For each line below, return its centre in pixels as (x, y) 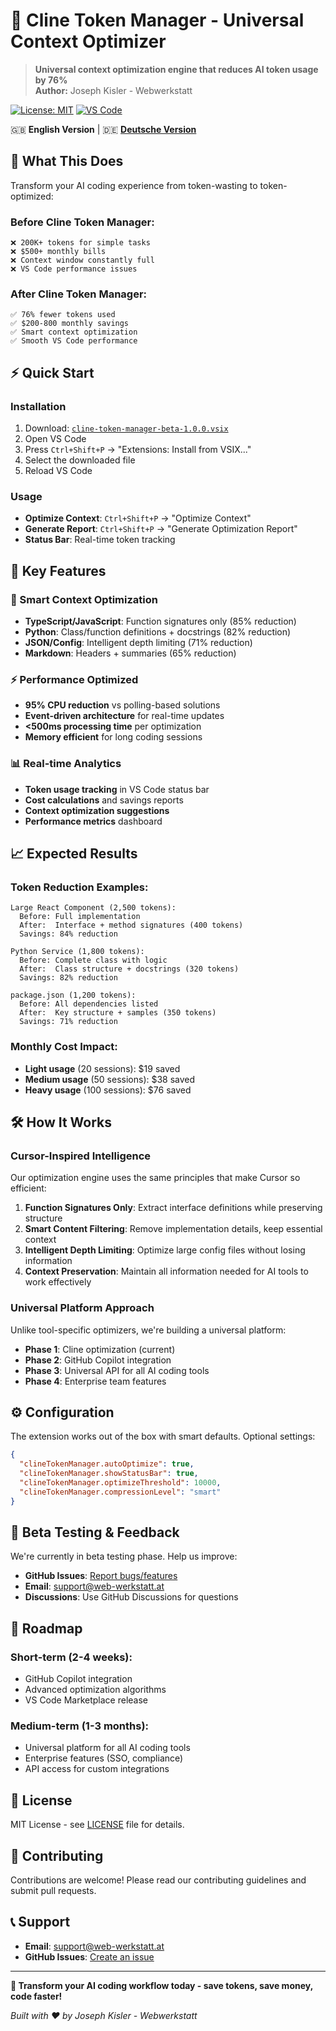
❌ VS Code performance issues (74, 269)
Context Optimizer (88, 41)
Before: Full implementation (80, 917)
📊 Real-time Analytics (66, 764)
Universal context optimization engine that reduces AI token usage (176, 69)
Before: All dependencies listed (89, 1004)
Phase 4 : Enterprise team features (95, 1381)
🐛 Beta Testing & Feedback (95, 1532)
